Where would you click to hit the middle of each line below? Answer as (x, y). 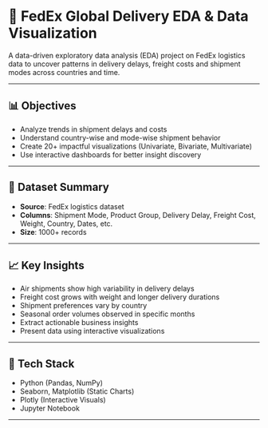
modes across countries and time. (64, 72)
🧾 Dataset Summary (59, 187)
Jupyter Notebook (49, 408)
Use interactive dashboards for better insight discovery (110, 154)
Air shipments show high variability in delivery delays (107, 289)
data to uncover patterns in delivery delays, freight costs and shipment (124, 64)
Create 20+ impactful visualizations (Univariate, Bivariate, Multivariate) (136, 146)
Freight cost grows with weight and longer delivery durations (120, 297)
